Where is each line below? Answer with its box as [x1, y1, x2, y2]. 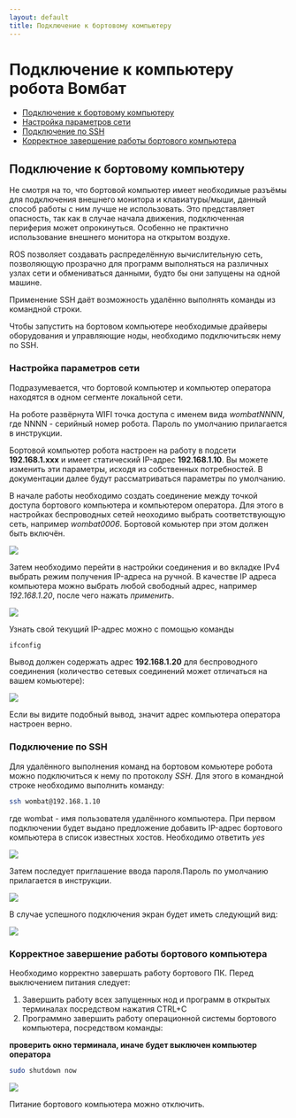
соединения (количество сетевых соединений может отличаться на [9, 666, 268, 677]
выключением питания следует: [9, 976, 131, 988]
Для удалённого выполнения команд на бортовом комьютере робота [9, 761, 274, 772]
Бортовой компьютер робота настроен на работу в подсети [9, 445, 237, 455]
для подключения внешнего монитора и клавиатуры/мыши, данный [9, 194, 267, 205]
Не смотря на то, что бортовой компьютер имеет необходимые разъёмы [9, 185, 287, 196]
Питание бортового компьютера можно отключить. [9, 1099, 205, 1109]
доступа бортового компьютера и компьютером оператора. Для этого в [9, 500, 285, 510]
